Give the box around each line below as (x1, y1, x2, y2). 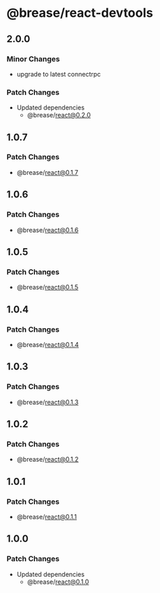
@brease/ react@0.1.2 (16, 455, 79, 464)
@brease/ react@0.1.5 (16, 283, 79, 292)
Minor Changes (6, 54, 60, 64)
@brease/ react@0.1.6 (16, 226, 79, 234)
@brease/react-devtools (6, 5, 154, 21)
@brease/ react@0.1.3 (16, 398, 79, 406)
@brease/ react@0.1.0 (27, 578, 89, 586)
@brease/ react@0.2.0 (27, 111, 92, 119)
